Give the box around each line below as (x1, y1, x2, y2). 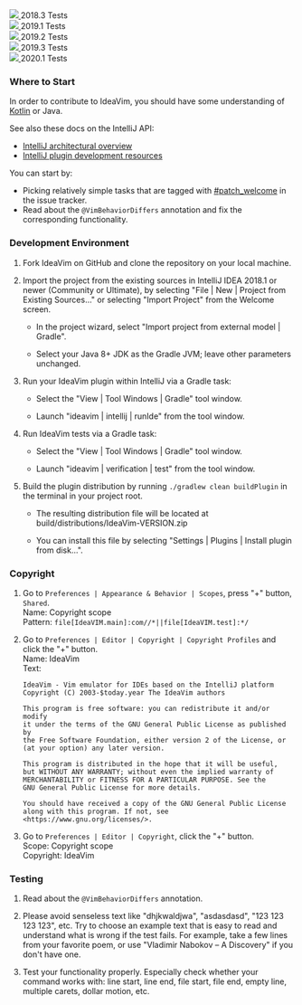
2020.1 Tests (20, 53, 68, 63)
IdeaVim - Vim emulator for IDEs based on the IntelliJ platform (22, 680, 274, 689)
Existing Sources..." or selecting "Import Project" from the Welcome (22, 294, 275, 305)
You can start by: (9, 167, 73, 179)
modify (22, 712, 48, 721)
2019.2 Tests (20, 32, 69, 42)
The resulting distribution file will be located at (35, 507, 210, 518)
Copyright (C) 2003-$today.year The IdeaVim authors (22, 687, 226, 697)
